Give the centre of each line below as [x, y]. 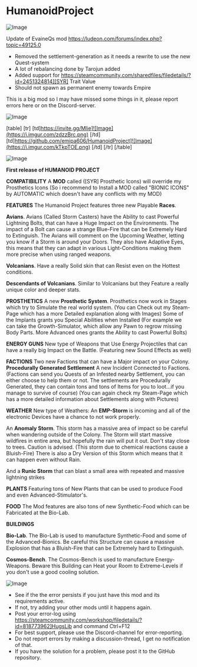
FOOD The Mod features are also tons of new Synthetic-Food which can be [98, 506]
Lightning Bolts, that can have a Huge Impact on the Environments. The [93, 223]
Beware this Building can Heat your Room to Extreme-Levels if [107, 566]
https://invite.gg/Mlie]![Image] [77, 128]
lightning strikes [26, 477]
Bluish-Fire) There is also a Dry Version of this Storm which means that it [94, 453]
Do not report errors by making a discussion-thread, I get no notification [102, 639]
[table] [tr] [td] [24, 128]
